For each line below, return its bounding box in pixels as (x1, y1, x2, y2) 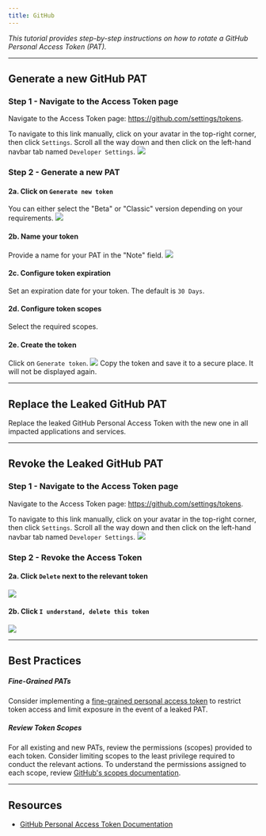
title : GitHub (8, 11, 55, 20)
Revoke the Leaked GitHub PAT (8, 457, 164, 471)
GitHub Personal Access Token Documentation (19, 819, 173, 829)
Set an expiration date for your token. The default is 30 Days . (8, 286, 205, 296)
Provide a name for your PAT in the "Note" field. (8, 250, 164, 260)
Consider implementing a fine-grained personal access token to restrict (8, 697, 241, 706)
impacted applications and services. (8, 427, 127, 437)
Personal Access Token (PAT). (8, 41, 107, 52)
